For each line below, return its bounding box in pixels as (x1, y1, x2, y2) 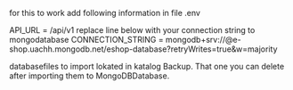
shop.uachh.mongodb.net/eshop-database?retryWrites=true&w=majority (9, 44, 278, 54)
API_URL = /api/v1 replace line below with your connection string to (9, 25, 256, 35)
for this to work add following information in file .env (9, 8, 200, 18)
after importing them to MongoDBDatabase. (9, 70, 170, 81)
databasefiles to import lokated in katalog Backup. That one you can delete (9, 61, 285, 71)
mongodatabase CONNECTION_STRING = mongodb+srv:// (9, 35, 226, 45)
